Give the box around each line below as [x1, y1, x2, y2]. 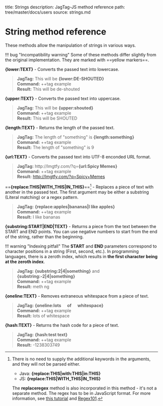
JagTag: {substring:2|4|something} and [16, 268, 100, 274]
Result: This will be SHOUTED [16, 115, 78, 121]
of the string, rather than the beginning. [5, 233, 84, 240]
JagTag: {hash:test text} [16, 332, 68, 337]
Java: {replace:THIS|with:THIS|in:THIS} [19, 371, 101, 376]
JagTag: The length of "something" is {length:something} [16, 134, 134, 140]
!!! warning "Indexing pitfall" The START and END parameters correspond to [5, 243, 157, 249]
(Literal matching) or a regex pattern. [5, 194, 79, 200]
